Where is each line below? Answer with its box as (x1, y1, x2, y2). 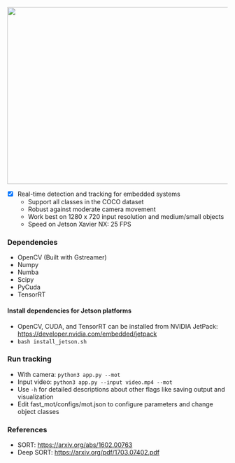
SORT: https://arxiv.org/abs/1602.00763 (17, 441, 133, 449)
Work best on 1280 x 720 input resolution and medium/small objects (27, 213, 225, 221)
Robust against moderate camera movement (27, 205, 156, 213)
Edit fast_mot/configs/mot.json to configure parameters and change (17, 399, 213, 408)
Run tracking (7, 354, 52, 364)
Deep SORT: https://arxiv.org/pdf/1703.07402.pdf (17, 448, 159, 457)
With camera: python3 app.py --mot (17, 370, 121, 378)
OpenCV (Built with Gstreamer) (17, 253, 107, 262)
